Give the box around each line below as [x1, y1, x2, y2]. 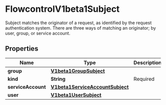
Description [133, 59, 162, 66]
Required [133, 75, 155, 82]
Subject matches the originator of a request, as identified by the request [5, 20, 152, 26]
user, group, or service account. [5, 30, 71, 36]
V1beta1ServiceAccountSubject [50, 83, 129, 90]
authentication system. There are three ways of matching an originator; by [5, 25, 156, 31]
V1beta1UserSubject [50, 91, 102, 98]
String [50, 75, 66, 82]
